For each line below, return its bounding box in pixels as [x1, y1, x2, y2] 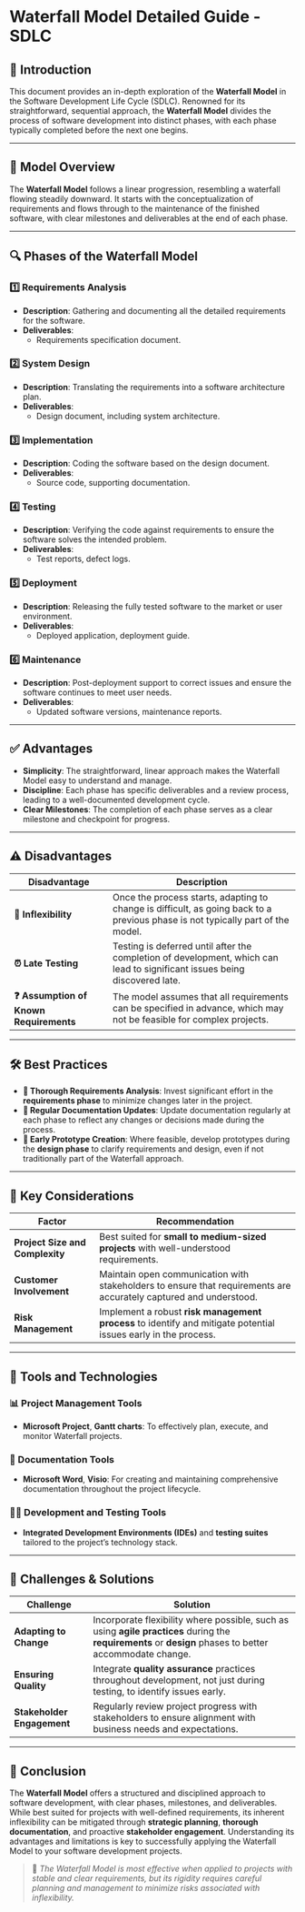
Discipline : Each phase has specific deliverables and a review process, [22, 784, 289, 795]
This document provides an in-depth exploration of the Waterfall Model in [9, 86, 287, 96]
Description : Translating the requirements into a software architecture [22, 381, 286, 392]
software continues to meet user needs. [22, 687, 172, 698]
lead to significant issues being [112, 962, 245, 975]
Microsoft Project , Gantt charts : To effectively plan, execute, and [22, 1421, 269, 1432]
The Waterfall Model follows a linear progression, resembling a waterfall [9, 184, 281, 195]
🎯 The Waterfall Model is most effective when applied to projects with [31, 1863, 293, 1875]
